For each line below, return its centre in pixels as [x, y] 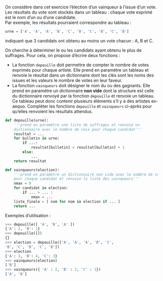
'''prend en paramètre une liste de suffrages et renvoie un [77, 125]
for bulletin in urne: [37, 138]
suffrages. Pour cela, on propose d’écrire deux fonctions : [63, 55]
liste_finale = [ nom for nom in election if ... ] [67, 202]
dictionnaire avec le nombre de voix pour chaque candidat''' [78, 129]
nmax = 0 [23, 184]
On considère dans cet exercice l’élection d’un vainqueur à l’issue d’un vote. [81, 7]
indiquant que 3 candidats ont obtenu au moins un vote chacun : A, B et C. [79, 40]
